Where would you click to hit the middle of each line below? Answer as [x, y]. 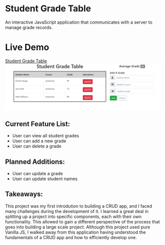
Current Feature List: [38, 124]
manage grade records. [29, 27]
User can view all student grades [46, 136]
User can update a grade [37, 174]
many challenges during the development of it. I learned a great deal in [77, 211]
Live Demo [27, 47]
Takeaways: [24, 194]
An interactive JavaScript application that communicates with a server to [79, 22]
